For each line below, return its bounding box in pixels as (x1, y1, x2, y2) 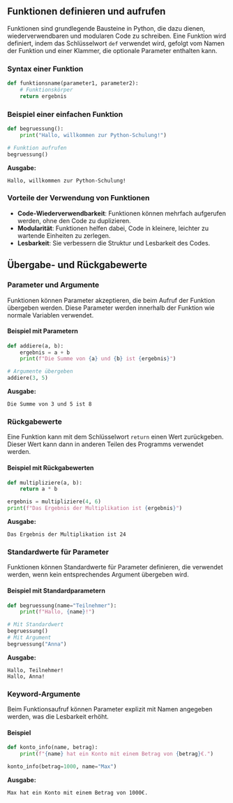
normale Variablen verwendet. (7, 311, 94, 319)
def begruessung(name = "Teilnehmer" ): (7, 602, 117, 609)
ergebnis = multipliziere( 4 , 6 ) (7, 498, 101, 506)
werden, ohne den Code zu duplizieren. (17, 216, 131, 225)
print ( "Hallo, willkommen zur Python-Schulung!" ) (20, 132, 167, 138)
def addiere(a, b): (7, 342, 64, 349)
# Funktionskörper (20, 86, 73, 93)
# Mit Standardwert (7, 621, 64, 628)
